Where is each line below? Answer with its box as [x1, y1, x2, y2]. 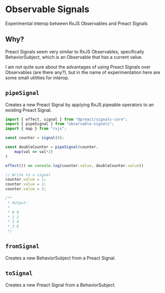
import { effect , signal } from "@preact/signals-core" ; [5, 117, 128, 122]
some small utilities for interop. [5, 75, 69, 81]
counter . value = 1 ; [5, 177, 47, 182]
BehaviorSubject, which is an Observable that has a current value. [5, 54, 143, 60]
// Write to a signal [5, 172, 51, 177]
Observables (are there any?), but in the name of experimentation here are [5, 69, 160, 75]
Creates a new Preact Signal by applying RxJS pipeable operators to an [5, 102, 154, 108]
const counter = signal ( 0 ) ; [5, 136, 65, 141]
